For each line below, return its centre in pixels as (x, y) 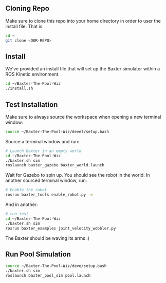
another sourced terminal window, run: (46, 181)
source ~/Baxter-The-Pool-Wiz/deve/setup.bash (56, 266)
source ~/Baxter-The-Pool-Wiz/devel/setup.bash (57, 131)
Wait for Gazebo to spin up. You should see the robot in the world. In (78, 175)
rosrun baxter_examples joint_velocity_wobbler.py (61, 228)
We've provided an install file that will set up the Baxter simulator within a (83, 69)
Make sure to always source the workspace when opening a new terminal (83, 117)
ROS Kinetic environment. (33, 74)
